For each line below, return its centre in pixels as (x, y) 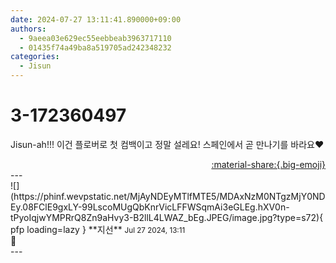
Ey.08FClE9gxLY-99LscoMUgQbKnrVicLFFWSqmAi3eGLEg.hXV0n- (150, 207)
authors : (28, 29)
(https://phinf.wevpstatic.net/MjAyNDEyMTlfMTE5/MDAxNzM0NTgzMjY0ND (168, 196)
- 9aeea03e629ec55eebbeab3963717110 (95, 38)
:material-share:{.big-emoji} (268, 164)
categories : (35, 57)
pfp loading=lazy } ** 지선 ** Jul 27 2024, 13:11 (98, 229)
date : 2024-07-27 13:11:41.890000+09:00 (96, 19)
